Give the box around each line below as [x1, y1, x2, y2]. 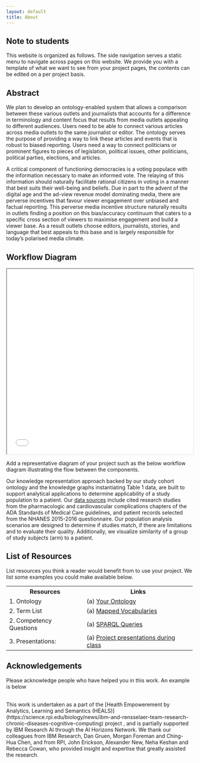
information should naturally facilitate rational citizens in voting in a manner [6, 178, 189, 186]
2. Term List [9, 606, 43, 615]
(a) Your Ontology [86, 597, 136, 605]
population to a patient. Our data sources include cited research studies [6, 496, 181, 503]
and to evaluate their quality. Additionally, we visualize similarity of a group [6, 528, 188, 535]
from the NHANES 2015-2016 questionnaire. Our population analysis [6, 515, 173, 522]
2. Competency [9, 616, 52, 624]
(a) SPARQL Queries [86, 620, 143, 628]
